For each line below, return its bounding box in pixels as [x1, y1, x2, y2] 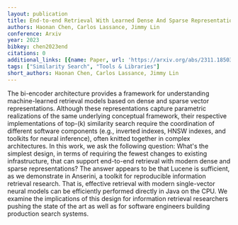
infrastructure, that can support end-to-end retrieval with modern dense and [7, 156, 231, 165]
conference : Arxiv [7, 30, 62, 37]
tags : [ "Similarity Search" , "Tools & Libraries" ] [7, 63, 160, 70]
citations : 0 [7, 50, 46, 57]
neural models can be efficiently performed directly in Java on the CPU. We [7, 187, 228, 195]
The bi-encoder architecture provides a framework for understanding [7, 89, 210, 98]
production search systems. [7, 209, 89, 218]
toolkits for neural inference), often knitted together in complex [7, 134, 191, 142]
